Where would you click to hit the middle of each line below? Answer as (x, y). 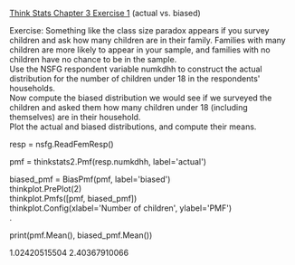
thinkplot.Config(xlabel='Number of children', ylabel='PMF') (121, 208)
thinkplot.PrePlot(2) (46, 189)
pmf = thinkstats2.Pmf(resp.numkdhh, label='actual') (108, 161)
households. (33, 88)
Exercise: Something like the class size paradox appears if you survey (139, 30)
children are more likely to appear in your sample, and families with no (140, 50)
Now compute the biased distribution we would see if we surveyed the (141, 98)
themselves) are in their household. (75, 117)
